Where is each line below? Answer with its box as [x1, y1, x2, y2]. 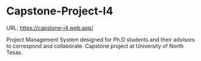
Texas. [6, 48, 23, 56]
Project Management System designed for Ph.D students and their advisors [6, 36, 196, 43]
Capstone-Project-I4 [6, 4, 114, 18]
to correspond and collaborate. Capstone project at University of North [6, 42, 184, 50]
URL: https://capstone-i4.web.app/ [6, 24, 94, 31]
